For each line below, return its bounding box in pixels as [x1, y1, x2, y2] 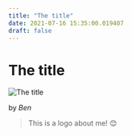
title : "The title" [8, 11, 74, 20]
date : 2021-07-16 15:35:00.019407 [8, 19, 125, 27]
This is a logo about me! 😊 [27, 118, 118, 128]
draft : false [8, 26, 52, 34]
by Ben [8, 103, 32, 113]
